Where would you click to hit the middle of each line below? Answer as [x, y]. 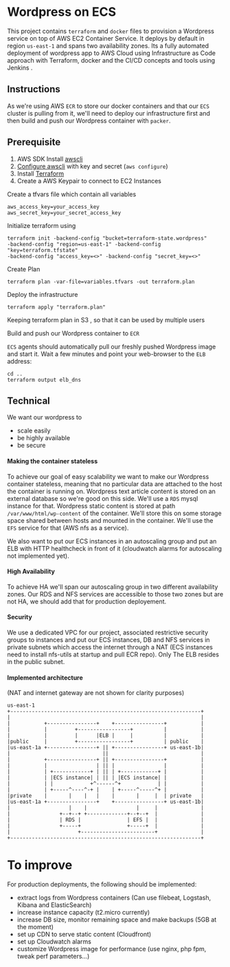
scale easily [34, 430]
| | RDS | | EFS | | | [106, 820]
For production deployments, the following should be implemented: [102, 884]
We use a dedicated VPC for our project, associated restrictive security [108, 632]
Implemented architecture [45, 677]
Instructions [34, 89]
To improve [40, 865]
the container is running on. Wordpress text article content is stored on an [112, 491]
